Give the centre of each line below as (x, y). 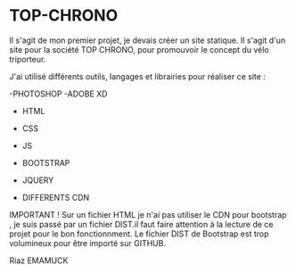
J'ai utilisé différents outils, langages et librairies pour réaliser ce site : (137, 76)
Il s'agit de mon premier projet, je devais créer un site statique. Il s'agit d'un (148, 40)
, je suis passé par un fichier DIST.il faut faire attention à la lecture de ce (141, 224)
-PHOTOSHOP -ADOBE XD (58, 94)
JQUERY (38, 180)
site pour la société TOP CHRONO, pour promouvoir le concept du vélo (139, 49)
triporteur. (28, 59)
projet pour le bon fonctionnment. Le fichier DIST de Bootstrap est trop (139, 234)
